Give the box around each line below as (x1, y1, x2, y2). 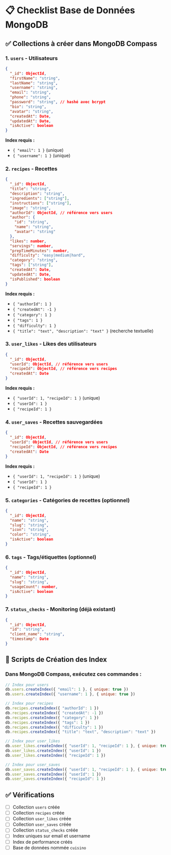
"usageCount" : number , (10, 584, 58, 589)
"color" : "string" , (10, 532, 51, 537)
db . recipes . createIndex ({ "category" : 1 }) (5, 715, 99, 720)
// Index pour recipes (5, 701, 53, 706)
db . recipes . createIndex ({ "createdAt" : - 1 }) (5, 710, 103, 715)
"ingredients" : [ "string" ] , (10, 196, 70, 201)
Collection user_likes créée (12, 816, 71, 822)
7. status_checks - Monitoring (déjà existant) (5, 606, 116, 613)
